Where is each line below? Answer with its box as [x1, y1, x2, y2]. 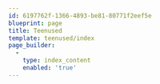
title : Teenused [8, 26, 62, 34]
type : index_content [22, 57, 91, 65]
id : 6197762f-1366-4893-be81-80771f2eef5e [8, 11, 152, 20]
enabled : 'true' [22, 64, 78, 72]
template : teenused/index [8, 34, 94, 42]
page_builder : [8, 42, 56, 50]
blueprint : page [8, 19, 62, 27]
